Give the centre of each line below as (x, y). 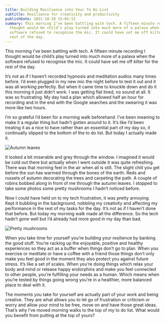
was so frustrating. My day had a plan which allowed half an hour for (74, 97)
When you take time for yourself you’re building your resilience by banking (80, 238)
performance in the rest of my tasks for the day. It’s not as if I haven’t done (81, 208)
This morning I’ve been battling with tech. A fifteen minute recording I (75, 51)
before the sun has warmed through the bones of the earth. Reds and (75, 173)
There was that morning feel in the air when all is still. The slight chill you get (82, 167)
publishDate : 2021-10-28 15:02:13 (41, 19)
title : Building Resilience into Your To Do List (57, 10)
